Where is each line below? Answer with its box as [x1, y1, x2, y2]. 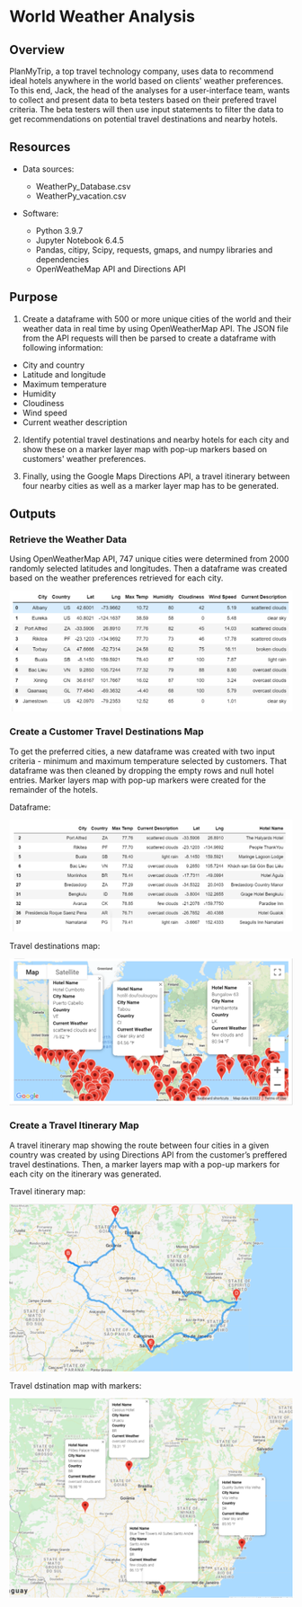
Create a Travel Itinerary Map [9, 1119, 139, 1132]
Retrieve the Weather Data [9, 533, 128, 546]
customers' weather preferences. [22, 453, 147, 464]
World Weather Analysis [9, 6, 196, 27]
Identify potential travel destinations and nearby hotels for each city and [22, 434, 289, 445]
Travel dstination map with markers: [9, 1380, 142, 1390]
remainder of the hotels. [9, 784, 99, 795]
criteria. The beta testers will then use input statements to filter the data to [9, 104, 284, 114]
